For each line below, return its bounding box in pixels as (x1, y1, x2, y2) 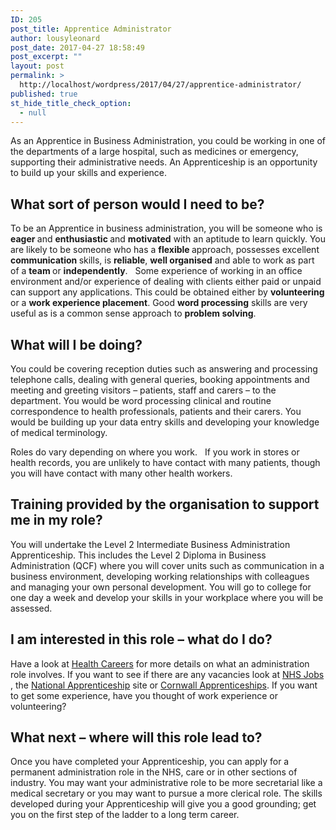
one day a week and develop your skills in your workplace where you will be (10, 591, 324, 603)
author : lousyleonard (10, 33, 101, 43)
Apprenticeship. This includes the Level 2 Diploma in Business (10, 549, 267, 561)
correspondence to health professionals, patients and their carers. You (10, 406, 302, 417)
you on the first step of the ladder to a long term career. (10, 809, 240, 821)
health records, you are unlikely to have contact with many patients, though (10, 457, 321, 468)
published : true (10, 89, 78, 99)
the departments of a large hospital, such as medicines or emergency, (10, 146, 299, 158)
